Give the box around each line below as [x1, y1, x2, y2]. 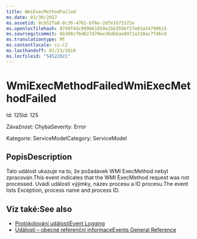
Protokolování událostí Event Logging [14, 220, 106, 227]
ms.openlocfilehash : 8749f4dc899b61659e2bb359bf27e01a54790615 [6, 25, 167, 32]
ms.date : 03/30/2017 [6, 14, 58, 20]
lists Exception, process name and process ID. [6, 186, 120, 194]
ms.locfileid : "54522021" [6, 53, 70, 59]
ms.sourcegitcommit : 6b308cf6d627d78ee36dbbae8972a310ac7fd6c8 [6, 31, 167, 37]
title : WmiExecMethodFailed [6, 8, 76, 15]
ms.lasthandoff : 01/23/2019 [6, 48, 76, 54]
